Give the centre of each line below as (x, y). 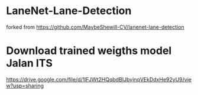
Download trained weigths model (89, 51)
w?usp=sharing (25, 86)
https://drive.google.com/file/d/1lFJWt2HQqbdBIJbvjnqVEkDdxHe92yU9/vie (99, 79)
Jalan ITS (30, 63)
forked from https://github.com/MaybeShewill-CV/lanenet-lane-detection (95, 27)
